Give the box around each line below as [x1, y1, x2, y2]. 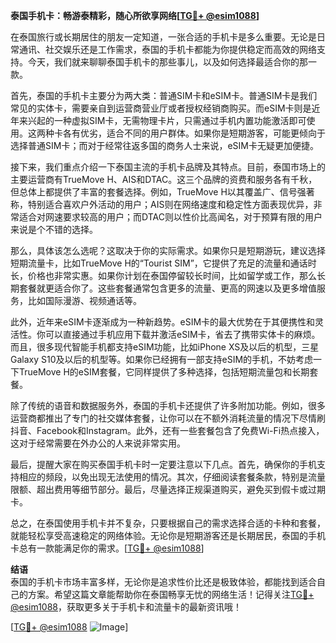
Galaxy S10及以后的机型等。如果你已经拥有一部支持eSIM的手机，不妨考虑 [10, 354, 314, 365]
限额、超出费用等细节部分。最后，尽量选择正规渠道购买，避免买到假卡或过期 [10, 484, 326, 495]
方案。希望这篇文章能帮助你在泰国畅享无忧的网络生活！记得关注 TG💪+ [27, 589, 315, 600]
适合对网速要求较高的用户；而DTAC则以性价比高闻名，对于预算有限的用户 [18, 211, 323, 223]
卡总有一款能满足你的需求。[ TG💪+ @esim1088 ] [10, 542, 205, 554]
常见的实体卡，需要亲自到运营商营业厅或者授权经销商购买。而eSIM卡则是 [10, 102, 312, 114]
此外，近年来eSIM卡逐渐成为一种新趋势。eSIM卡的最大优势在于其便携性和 [10, 316, 316, 328]
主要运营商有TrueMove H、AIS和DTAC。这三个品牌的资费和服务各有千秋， [10, 174, 318, 185]
